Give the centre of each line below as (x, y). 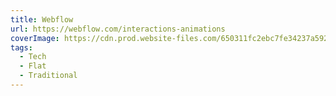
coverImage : (35, 38)
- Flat (33, 66)
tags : (21, 47)
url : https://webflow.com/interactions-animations (118, 29)
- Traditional (48, 76)
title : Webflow (42, 19)
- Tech (33, 57)
